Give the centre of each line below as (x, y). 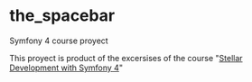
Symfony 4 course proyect (59, 41)
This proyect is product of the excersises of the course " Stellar (126, 58)
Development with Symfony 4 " (66, 68)
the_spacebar (62, 16)
